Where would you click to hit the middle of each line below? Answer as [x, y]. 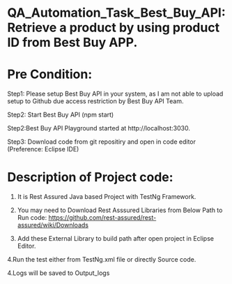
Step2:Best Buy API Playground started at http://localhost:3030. [99, 128]
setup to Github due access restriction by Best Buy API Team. [95, 101]
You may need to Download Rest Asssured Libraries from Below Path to [120, 210]
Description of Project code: [90, 178]
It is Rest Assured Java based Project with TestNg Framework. [107, 197]
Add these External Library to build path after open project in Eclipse [116, 239]
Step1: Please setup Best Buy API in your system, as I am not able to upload [115, 94]
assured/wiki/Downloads [53, 225]
